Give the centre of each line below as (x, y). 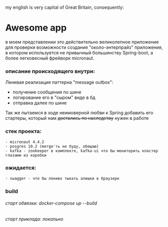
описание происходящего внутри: (50, 71)
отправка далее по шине (40, 103)
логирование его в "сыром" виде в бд (54, 98)
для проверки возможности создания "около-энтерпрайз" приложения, (84, 47)
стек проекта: (23, 132)
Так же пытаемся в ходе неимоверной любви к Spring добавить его (79, 113)
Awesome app (36, 28)
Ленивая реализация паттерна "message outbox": (59, 82)
